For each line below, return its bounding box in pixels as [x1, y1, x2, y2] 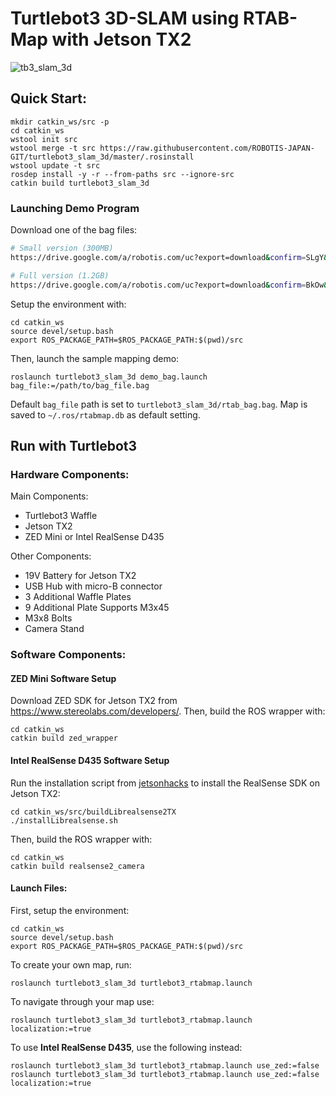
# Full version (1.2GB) [10, 270, 110, 281]
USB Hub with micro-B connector [24, 580, 163, 592]
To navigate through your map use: [10, 995, 155, 1007]
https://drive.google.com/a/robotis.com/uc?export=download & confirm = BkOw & [10, 280, 329, 290]
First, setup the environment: [10, 904, 130, 916]
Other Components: [10, 550, 92, 562]
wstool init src [10, 134, 78, 144]
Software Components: [10, 648, 127, 662]
